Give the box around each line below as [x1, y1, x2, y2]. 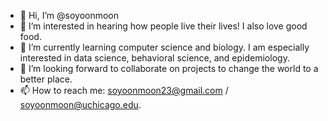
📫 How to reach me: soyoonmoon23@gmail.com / [19, 85, 229, 96]
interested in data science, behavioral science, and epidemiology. [19, 52, 290, 64]
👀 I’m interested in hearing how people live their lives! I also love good [19, 20, 308, 32]
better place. [19, 73, 73, 85]
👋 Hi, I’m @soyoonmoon [19, 10, 120, 21]
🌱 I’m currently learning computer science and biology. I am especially [19, 41, 310, 53]
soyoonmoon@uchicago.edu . [19, 99, 142, 110]
